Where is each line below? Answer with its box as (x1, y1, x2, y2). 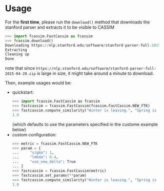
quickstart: (12, 89, 34, 95)
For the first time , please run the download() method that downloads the (5, 19, 150, 25)
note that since (5, 65, 35, 71)
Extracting (5, 47, 27, 52)
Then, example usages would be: (5, 80, 72, 86)
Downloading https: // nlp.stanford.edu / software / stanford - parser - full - (5, 42, 152, 48)
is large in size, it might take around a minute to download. (37, 70, 154, 76)
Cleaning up (5, 52, 29, 57)
